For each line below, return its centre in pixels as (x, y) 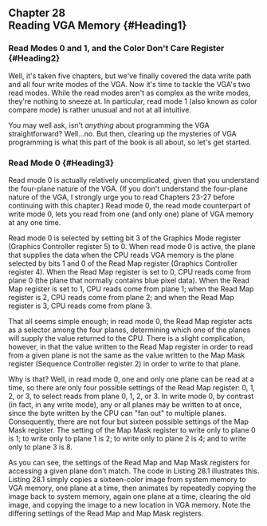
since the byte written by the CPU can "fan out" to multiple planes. (118, 413)
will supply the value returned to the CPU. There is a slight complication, (127, 338)
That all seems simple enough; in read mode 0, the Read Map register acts (130, 321)
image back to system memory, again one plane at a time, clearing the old (130, 496)
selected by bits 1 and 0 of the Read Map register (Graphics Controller (123, 263)
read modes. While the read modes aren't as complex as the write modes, (130, 93)
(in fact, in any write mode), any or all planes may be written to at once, (125, 404)
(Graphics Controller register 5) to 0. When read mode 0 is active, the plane (132, 246)
